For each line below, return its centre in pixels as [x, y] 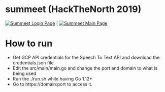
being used [24, 73]
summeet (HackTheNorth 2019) [73, 9]
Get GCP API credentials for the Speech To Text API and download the [86, 57]
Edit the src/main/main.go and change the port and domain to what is [85, 68]
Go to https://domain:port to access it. [53, 84]
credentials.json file [33, 63]
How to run [29, 43]
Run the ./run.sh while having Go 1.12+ [53, 78]
